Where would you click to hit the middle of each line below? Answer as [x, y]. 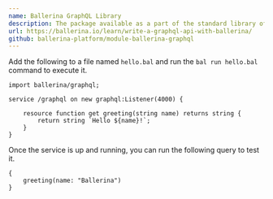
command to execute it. [48, 71]
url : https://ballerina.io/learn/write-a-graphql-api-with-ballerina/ [130, 31]
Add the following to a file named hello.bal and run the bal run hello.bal [133, 62]
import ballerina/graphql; [54, 85]
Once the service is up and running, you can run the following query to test [134, 150]
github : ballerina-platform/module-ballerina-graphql [102, 39]
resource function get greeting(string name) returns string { [132, 114]
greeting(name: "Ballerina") [72, 181]
